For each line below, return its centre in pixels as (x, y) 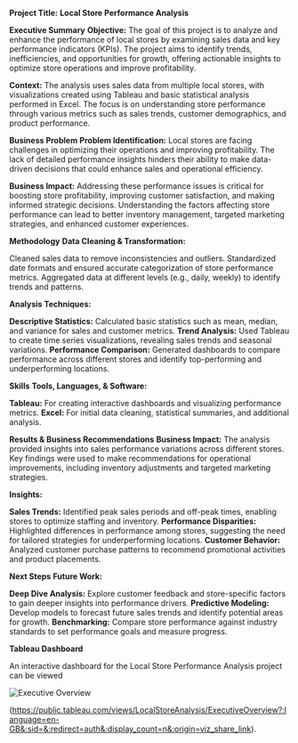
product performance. (50, 123)
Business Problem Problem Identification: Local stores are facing (131, 140)
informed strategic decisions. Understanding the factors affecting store (140, 205)
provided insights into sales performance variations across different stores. (147, 449)
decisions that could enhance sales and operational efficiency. (149, 169)
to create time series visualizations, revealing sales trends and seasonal (141, 340)
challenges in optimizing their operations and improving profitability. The (142, 150)
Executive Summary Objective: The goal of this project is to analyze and (144, 30)
